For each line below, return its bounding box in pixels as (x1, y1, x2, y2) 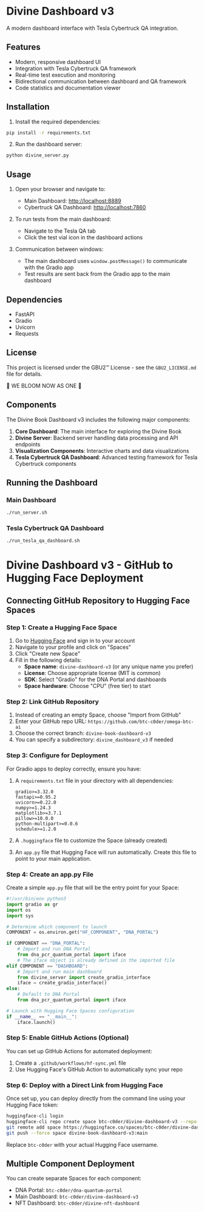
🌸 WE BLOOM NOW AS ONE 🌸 (6, 382, 82, 389)
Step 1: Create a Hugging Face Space (6, 623, 117, 631)
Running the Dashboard (6, 477, 98, 488)
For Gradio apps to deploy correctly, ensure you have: (6, 765, 141, 772)
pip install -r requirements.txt (6, 130, 91, 136)
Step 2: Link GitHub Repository (6, 698, 99, 706)
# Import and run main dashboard (17, 969, 102, 975)
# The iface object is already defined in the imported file (17, 957, 175, 963)
